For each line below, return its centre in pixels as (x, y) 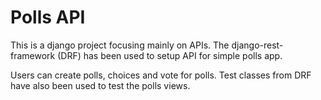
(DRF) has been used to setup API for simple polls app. (170, 55)
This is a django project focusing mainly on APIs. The (120, 45)
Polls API (48, 17)
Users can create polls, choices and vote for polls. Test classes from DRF (161, 75)
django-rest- (257, 45)
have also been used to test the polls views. (100, 85)
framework (33, 55)
